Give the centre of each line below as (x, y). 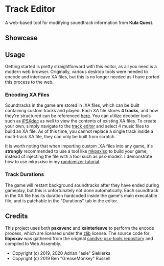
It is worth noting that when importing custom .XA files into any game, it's (79, 146)
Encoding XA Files (27, 95)
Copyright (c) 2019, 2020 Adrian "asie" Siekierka (61, 253)
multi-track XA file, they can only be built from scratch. (60, 137)
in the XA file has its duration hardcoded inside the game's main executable (81, 195)
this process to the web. (29, 82)
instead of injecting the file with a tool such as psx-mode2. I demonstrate (79, 157)
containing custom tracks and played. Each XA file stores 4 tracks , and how (82, 111)
